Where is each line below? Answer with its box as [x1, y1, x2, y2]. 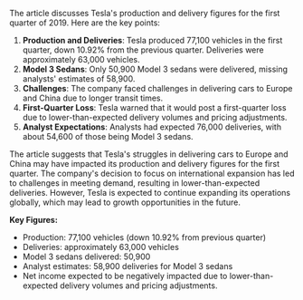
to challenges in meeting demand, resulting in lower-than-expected [9, 178, 260, 189]
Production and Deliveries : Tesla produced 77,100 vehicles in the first [22, 35, 283, 45]
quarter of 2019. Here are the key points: [9, 17, 161, 28]
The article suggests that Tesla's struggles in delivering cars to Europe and [9, 149, 289, 160]
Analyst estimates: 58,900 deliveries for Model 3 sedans [22, 261, 233, 271]
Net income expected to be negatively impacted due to [22, 271, 228, 281]
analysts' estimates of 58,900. [22, 73, 136, 84]
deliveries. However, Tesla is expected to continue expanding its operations [9, 188, 291, 198]
